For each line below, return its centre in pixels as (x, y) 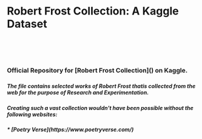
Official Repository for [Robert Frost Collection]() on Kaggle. (97, 71)
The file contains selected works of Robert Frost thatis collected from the (101, 86)
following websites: (32, 114)
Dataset (27, 24)
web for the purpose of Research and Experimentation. (78, 92)
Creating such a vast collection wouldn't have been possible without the (100, 108)
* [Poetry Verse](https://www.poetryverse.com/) (70, 129)
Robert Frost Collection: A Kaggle (93, 11)
